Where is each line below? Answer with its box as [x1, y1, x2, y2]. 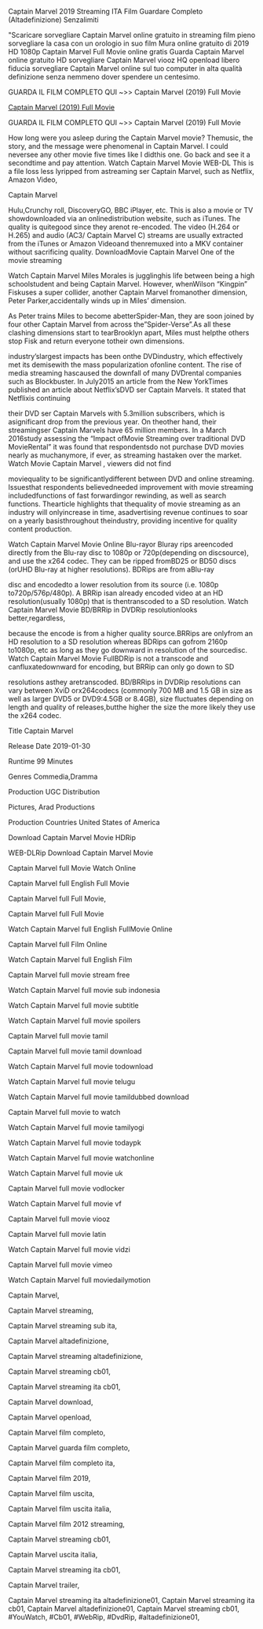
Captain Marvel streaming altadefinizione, [8, 1352, 144, 1361]
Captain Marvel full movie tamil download [8, 1046, 143, 1056]
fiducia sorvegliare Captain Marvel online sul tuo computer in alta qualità [8, 64, 243, 73]
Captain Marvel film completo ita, [8, 1458, 115, 1468]
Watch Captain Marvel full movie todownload [8, 1062, 154, 1071]
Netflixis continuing [8, 394, 71, 402]
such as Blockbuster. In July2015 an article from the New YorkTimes [8, 377, 228, 386]
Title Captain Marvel [8, 726, 74, 735]
